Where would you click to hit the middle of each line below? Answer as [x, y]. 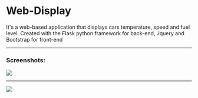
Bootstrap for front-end [34, 39]
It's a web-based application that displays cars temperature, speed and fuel [98, 27]
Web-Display [39, 11]
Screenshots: [26, 60]
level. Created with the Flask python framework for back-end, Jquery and [95, 33]
